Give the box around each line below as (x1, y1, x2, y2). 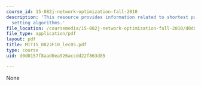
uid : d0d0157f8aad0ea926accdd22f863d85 (6, 53, 106, 59)
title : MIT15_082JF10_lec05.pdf (6, 42, 87, 48)
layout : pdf (6, 36, 36, 42)
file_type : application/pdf (6, 31, 77, 37)
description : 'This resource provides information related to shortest (6, 14, 188, 20)
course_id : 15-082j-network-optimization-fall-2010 (6, 8, 138, 15)
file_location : (6, 25, 44, 31)
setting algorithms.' (11, 20, 66, 26)
